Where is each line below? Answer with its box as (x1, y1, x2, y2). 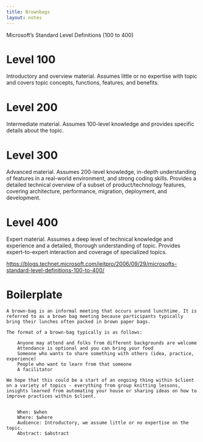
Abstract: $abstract (17, 430, 69, 437)
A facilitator (17, 367, 53, 373)
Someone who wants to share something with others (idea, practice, (17, 351, 194, 357)
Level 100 (6, 52, 56, 66)
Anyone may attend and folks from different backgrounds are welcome (17, 340, 198, 347)
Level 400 (6, 215, 58, 229)
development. (6, 194, 41, 201)
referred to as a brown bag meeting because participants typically (6, 314, 184, 320)
